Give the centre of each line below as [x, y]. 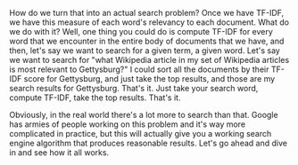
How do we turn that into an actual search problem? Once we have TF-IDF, [147, 13]
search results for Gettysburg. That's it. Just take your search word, [134, 88]
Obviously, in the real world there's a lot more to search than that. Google [144, 115]
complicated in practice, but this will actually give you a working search [141, 134]
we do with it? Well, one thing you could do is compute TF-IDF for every [141, 31]
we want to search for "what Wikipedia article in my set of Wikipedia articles [149, 60]
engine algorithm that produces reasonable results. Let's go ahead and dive [149, 143]
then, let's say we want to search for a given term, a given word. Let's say [145, 51]
